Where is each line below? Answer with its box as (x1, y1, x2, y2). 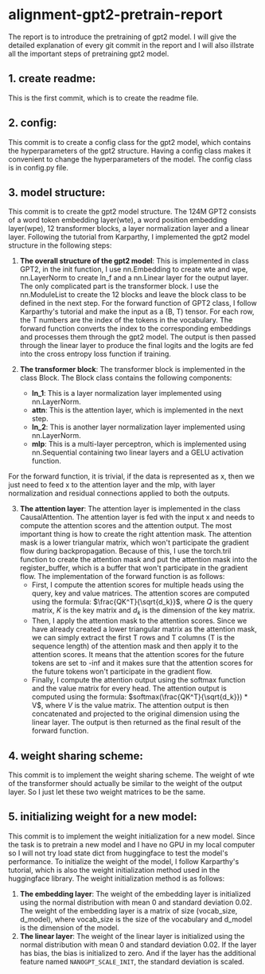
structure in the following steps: (8, 241, 112, 250)
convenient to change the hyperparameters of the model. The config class (8, 154, 252, 164)
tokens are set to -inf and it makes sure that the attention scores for (31, 659, 253, 668)
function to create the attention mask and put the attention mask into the (19, 555, 258, 565)
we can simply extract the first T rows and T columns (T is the (31, 633, 235, 643)
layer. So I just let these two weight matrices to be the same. (8, 787, 205, 796)
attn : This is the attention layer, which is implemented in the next (31, 405, 244, 415)
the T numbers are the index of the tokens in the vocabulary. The (19, 315, 233, 325)
